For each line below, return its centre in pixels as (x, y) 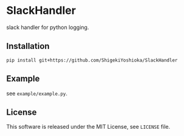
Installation (28, 46)
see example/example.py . (37, 93)
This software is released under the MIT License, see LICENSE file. (88, 127)
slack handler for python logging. (48, 27)
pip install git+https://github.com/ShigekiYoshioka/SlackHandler (92, 60)
